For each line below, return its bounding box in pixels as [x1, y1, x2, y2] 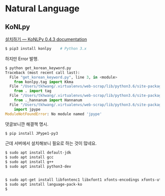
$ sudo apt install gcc [5, 155, 54, 160]
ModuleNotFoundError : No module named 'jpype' [5, 112, 102, 117]
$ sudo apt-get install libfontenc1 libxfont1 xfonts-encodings [5, 177, 139, 182]
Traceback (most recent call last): [5, 70, 80, 75]
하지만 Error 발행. [5, 55, 39, 62]
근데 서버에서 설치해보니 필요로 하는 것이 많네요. [5, 140, 97, 146]
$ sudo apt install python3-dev [5, 164, 71, 169]
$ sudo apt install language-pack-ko [5, 182, 82, 187]
